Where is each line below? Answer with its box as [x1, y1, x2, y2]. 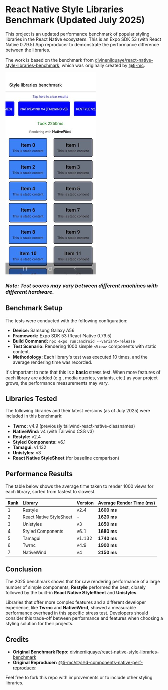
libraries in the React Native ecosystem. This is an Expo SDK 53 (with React [5, 36, 162, 42]
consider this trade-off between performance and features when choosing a [5, 615, 163, 621]
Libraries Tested [5, 395, 57, 403]
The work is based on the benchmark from [5, 57, 94, 63]
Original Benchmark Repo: [12, 649, 69, 655]
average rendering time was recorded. [12, 359, 92, 365]
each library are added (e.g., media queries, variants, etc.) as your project [5, 375, 158, 381]
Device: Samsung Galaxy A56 [12, 327, 75, 333]
